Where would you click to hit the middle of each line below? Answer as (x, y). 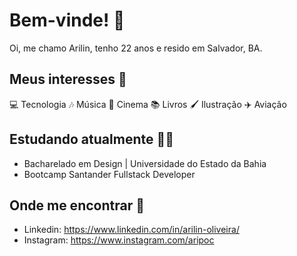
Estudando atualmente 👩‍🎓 (91, 139)
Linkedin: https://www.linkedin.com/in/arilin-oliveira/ (131, 230)
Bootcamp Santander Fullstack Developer (109, 174)
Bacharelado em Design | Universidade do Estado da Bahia (145, 163)
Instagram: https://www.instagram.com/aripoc (119, 240)
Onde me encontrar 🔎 (77, 205)
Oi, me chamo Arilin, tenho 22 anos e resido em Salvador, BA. (136, 48)
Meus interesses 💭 (68, 79)
